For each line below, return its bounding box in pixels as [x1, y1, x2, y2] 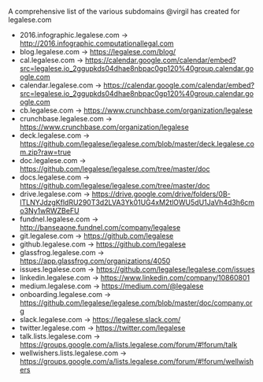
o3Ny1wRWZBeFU [19, 206, 80, 215]
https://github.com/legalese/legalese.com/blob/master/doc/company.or [19, 299, 253, 307]
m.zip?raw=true [19, 147, 72, 157]
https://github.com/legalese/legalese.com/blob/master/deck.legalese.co [19, 139, 254, 148]
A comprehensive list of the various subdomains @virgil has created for [8, 7, 240, 16]
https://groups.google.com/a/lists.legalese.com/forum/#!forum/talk [19, 340, 238, 349]
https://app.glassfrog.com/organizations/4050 [19, 256, 171, 265]
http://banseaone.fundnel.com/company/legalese [19, 223, 181, 232]
